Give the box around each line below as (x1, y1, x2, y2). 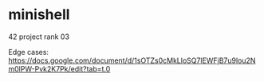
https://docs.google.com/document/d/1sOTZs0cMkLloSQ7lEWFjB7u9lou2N (8, 56, 256, 65)
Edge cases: (8, 47, 49, 56)
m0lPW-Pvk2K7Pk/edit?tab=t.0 (8, 64, 111, 73)
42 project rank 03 (8, 32, 70, 41)
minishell (8, 6, 70, 24)
